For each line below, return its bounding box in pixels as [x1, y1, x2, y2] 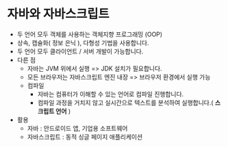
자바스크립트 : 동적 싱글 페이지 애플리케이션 [27, 133, 143, 141]
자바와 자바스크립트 [7, 6, 110, 22]
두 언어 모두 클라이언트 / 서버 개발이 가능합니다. [16, 47, 144, 55]
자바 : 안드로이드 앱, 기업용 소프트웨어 [27, 124, 128, 132]
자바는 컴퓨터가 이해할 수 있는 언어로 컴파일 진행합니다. [37, 90, 184, 98]
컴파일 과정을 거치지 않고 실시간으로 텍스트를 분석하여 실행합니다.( [37, 98, 214, 107]
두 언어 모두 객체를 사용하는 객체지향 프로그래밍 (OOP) [16, 30, 163, 38]
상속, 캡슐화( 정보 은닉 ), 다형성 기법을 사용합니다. [16, 38, 149, 46]
